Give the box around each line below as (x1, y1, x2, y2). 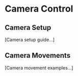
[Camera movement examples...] (5, 64, 73, 71)
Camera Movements (5, 51, 71, 60)
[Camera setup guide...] (5, 36, 55, 43)
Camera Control (5, 3, 73, 15)
